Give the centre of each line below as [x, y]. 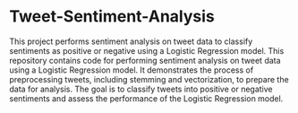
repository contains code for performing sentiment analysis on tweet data [145, 60]
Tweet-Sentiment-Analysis [112, 17]
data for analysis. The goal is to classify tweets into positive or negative [141, 89]
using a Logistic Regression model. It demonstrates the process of [132, 70]
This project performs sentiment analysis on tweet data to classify [131, 41]
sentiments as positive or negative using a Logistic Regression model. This [147, 50]
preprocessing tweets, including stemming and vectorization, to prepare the [149, 79]
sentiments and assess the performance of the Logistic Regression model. [146, 98]
